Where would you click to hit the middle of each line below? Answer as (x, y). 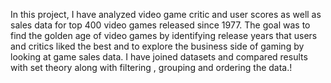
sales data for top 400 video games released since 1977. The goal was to (160, 25)
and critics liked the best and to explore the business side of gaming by (157, 46)
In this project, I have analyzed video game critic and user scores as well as (166, 14)
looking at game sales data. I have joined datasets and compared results (159, 57)
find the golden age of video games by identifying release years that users (164, 35)
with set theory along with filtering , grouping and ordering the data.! (151, 67)
